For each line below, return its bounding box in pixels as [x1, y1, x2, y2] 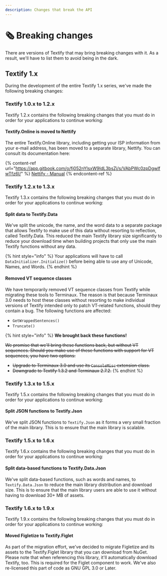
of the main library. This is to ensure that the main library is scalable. [5, 425, 146, 431]
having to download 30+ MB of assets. [5, 492, 85, 498]
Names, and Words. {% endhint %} [5, 264, 77, 270]
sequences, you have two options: [5, 353, 76, 359]
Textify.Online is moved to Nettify [5, 128, 76, 135]
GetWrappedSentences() [12, 318, 60, 323]
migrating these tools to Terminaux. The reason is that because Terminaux [5, 292, 158, 298]
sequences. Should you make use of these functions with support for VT [5, 347, 155, 353]
